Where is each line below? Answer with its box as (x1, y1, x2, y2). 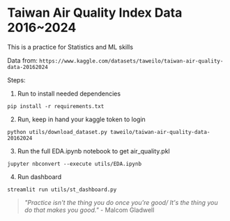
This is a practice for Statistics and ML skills (7, 43, 134, 51)
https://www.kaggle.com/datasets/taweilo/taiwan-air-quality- (39, 57, 224, 64)
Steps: (7, 75, 26, 84)
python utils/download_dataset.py (7, 128, 108, 135)
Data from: (7, 56, 38, 64)
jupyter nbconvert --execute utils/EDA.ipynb (7, 160, 141, 167)
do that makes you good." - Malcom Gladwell (24, 206, 155, 214)
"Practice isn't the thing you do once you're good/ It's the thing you (24, 198, 218, 206)
